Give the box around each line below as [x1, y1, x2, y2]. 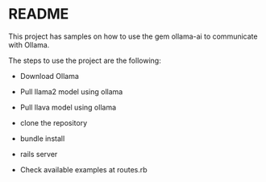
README [8, 5, 69, 23]
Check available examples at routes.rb [19, 164, 148, 174]
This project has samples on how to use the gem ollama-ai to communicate [8, 31, 258, 41]
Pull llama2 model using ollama [19, 86, 123, 97]
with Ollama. [8, 39, 50, 49]
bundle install [19, 134, 65, 143]
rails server [19, 149, 58, 159]
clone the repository [19, 118, 88, 127]
